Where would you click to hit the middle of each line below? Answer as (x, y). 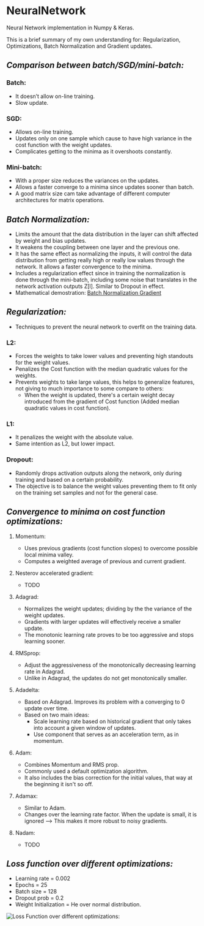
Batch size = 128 (36, 892)
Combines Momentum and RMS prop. (71, 764)
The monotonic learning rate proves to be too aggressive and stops (109, 634)
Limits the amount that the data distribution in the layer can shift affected (107, 234)
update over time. (46, 708)
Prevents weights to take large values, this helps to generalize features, (105, 382)
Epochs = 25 (31, 885)
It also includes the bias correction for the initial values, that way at (108, 777)
